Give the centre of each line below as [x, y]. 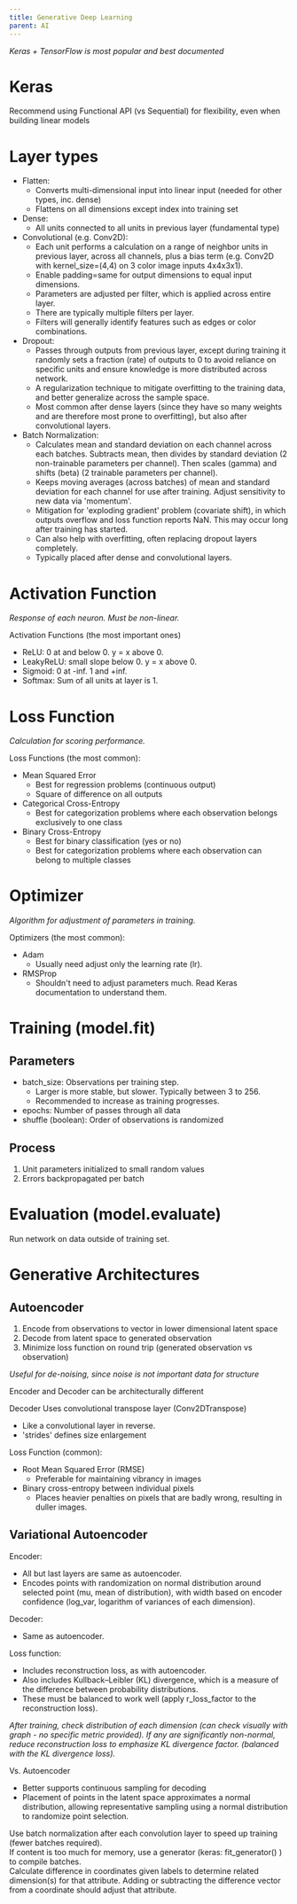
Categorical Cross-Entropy [71, 804]
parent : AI [29, 26]
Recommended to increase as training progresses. [127, 1101]
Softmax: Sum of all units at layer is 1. [90, 681]
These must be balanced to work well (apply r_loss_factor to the [139, 1698]
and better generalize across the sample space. [122, 398]
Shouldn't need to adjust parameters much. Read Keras [136, 983]
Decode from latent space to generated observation [117, 1338]
